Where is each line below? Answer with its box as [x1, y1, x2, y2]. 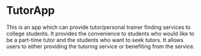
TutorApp [6, 4, 55, 17]
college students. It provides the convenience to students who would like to [6, 30, 195, 37]
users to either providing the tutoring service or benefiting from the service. [6, 43, 195, 50]
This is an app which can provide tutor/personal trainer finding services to [6, 23, 191, 31]
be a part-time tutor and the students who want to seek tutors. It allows [6, 36, 183, 43]
